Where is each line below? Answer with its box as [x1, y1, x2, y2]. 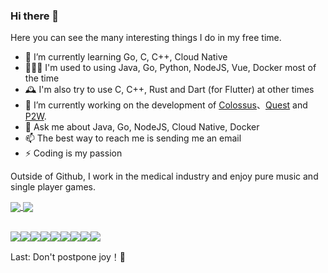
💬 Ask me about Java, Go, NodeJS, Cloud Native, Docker [24, 121, 260, 133]
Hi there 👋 [10, 9, 60, 23]
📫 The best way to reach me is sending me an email [24, 132, 242, 144]
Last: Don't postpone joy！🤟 [10, 251, 127, 263]
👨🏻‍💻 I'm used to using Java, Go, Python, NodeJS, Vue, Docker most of [24, 62, 317, 74]
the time [24, 72, 60, 84]
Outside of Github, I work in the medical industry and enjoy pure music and [10, 170, 319, 183]
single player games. [10, 181, 97, 193]
